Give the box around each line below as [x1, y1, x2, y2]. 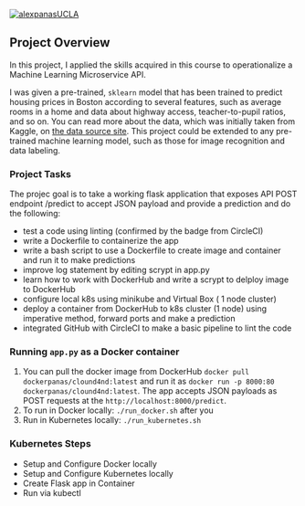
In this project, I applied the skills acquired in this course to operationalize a [9, 59, 293, 70]
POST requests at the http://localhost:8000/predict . [22, 395, 226, 406]
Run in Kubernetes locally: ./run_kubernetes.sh [22, 415, 202, 426]
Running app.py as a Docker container [9, 345, 180, 358]
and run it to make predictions [22, 255, 136, 266]
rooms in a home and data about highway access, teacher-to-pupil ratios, [9, 106, 286, 117]
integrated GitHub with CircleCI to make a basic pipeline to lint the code [22, 322, 292, 333]
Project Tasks [9, 167, 71, 180]
